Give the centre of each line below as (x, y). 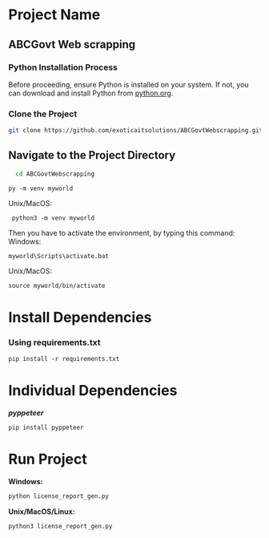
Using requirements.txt (54, 342)
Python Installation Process (63, 67)
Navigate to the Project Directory (92, 155)
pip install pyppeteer (46, 428)
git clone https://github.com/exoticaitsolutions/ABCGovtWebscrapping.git (136, 131)
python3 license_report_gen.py (60, 526)
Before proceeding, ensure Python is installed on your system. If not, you (129, 84)
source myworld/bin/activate (57, 285)
